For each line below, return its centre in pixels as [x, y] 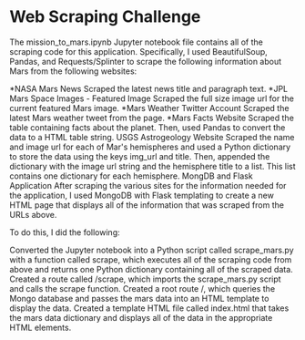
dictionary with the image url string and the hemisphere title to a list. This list [152, 166]
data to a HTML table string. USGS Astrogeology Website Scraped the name [152, 137]
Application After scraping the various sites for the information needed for [148, 185]
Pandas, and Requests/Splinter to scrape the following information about [146, 61]
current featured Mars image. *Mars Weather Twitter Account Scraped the [149, 108]
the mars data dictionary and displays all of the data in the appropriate [141, 317]
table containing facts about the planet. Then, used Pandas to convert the [147, 127]
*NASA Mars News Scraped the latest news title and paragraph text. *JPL [149, 88]
